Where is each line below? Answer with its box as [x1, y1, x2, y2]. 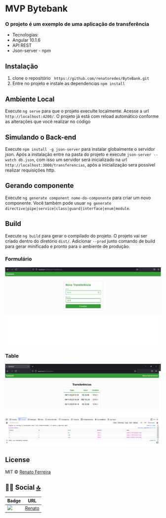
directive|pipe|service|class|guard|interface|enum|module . [5, 205, 130, 211]
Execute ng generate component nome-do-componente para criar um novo [5, 194, 151, 201]
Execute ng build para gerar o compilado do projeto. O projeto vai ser [5, 232, 147, 238]
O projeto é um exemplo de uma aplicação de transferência [5, 21, 149, 28]
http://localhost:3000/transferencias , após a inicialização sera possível [5, 162, 156, 168]
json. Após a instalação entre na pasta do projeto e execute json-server [5, 151, 152, 157]
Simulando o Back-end [5, 133, 77, 141]
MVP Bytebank [5, 3, 68, 14]
